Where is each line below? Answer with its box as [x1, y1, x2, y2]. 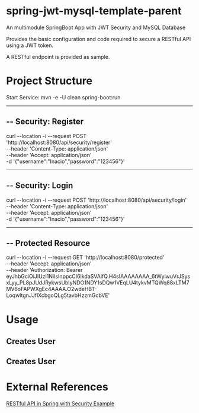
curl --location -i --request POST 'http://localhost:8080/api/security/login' [6, 196, 187, 204]
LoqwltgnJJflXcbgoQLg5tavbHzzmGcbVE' [6, 292, 110, 299]
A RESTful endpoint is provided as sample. [6, 53, 110, 60]
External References [6, 380, 108, 394]
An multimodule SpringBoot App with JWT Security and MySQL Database [6, 24, 186, 31]
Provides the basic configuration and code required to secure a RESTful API [6, 35, 191, 42]
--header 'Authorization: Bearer [6, 267, 83, 274]
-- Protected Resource [6, 238, 91, 248]
